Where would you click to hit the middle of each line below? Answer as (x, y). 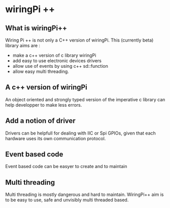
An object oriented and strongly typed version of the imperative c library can (85, 99)
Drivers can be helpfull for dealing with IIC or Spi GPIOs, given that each (81, 133)
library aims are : (23, 46)
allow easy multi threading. (41, 71)
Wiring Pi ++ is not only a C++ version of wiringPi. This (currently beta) (79, 40)
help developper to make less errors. (44, 105)
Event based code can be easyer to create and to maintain (66, 167)
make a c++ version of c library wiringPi (54, 55)
